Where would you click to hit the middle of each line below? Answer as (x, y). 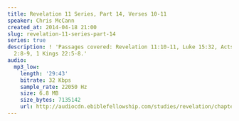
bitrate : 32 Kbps (46, 80)
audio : (17, 60)
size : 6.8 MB (39, 93)
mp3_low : (27, 67)
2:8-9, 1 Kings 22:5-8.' (51, 54)
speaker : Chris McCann (41, 21)
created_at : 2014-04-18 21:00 (52, 27)
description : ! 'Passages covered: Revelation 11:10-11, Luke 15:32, (113, 47)
